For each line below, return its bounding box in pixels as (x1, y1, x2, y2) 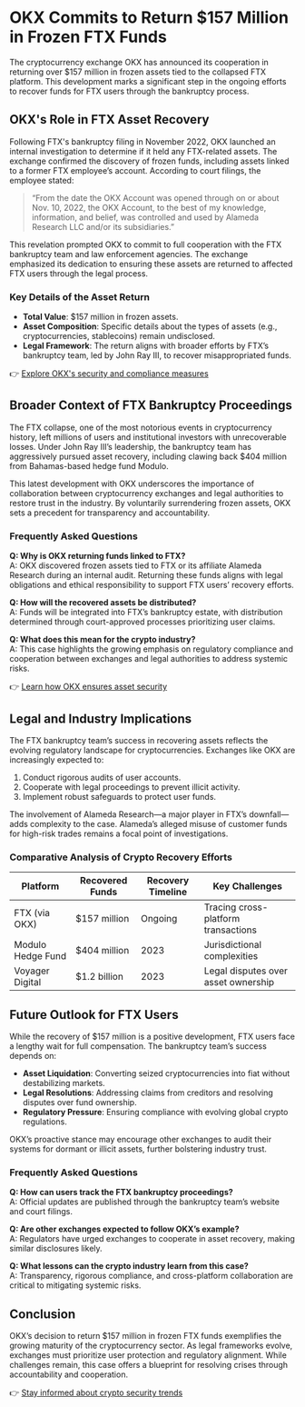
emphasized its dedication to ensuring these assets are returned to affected (9, 258, 293, 269)
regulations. (22, 1116, 68, 1127)
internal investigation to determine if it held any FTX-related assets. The (9, 145, 278, 156)
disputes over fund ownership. (22, 1097, 138, 1108)
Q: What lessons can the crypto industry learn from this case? (9, 1261, 250, 1272)
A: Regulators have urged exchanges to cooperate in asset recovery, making (9, 1233, 295, 1244)
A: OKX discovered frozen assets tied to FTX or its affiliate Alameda (9, 560, 262, 571)
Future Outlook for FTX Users (9, 1007, 179, 1023)
